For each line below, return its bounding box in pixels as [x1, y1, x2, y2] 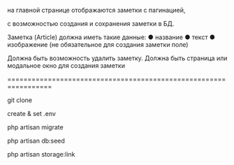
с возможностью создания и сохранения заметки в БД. [7, 20, 175, 27]
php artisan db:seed [7, 136, 65, 145]
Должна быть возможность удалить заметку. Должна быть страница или [7, 54, 228, 62]
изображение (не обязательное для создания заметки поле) [7, 41, 189, 48]
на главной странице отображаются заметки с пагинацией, [7, 6, 186, 14]
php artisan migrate [7, 123, 64, 131]
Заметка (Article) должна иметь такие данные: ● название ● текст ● [7, 33, 215, 41]
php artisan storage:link [7, 150, 75, 158]
